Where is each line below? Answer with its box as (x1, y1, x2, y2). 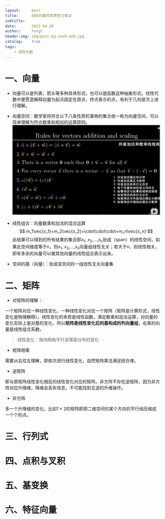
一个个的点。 (5, 412, 31, 418)
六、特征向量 (5, 504, 57, 516)
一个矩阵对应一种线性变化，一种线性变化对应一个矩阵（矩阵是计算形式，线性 (5, 308, 160, 314)
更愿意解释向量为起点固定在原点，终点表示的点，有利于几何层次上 (21, 96, 155, 102)
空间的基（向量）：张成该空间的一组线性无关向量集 (12, 261, 114, 267)
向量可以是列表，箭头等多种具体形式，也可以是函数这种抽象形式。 (12, 90, 146, 96)
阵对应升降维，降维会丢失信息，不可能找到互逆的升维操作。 (5, 385, 126, 391)
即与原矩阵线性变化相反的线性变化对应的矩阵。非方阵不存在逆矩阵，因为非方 (5, 379, 160, 384)
